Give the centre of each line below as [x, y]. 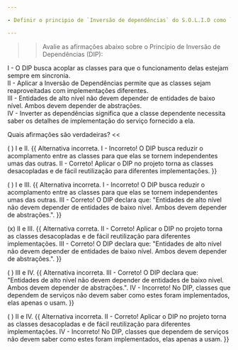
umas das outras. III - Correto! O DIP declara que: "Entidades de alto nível [114, 199]
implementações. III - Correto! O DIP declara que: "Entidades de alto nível [114, 244]
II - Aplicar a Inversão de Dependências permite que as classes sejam [109, 83]
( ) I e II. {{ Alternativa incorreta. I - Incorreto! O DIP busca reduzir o [105, 148]
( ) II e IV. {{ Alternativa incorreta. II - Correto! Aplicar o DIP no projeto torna [117, 316]
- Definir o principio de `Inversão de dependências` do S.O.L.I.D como [117, 20]
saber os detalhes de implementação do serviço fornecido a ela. [101, 121]
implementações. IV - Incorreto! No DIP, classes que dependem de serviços [118, 332]
